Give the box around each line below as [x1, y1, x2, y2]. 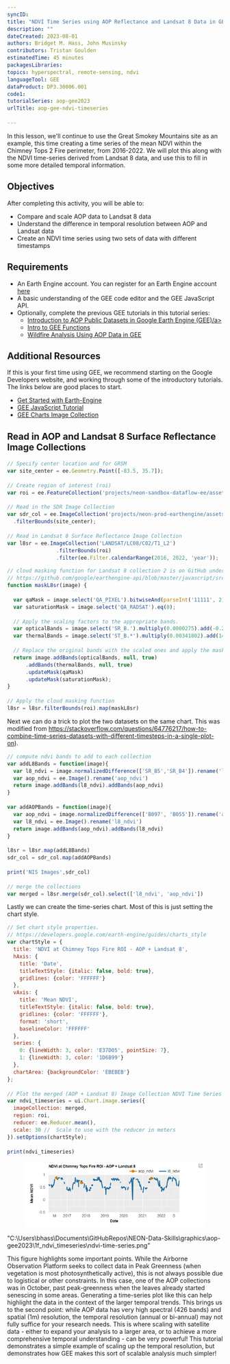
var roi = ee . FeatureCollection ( [7, 489, 103, 496]
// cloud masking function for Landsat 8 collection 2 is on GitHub [7, 567, 207, 575]
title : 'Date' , [19, 960, 63, 967]
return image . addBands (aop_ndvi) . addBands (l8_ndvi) [13, 826, 164, 832]
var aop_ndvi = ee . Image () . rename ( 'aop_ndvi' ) [13, 775, 149, 782]
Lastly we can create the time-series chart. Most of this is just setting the [7, 903, 214, 911]
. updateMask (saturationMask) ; [25, 675, 112, 683]
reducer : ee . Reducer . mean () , [13, 1119, 97, 1126]
